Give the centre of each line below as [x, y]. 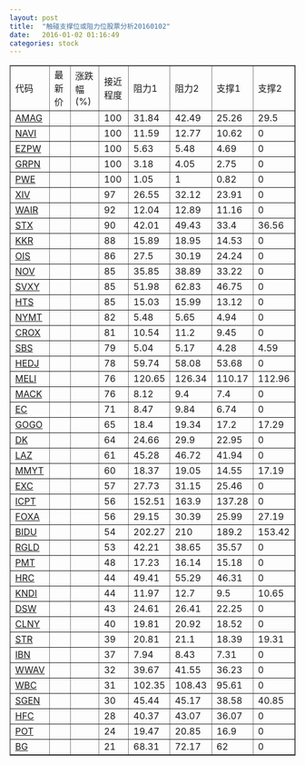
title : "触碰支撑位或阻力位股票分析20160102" [90, 26]
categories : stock [44, 43]
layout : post [34, 18]
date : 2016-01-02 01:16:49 [64, 35]
